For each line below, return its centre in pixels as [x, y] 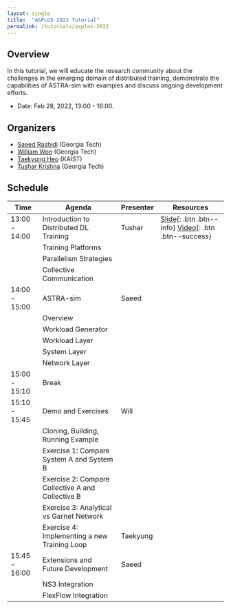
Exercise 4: [60, 527]
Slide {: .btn [178, 219]
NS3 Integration [68, 584]
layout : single [29, 13]
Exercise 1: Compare [76, 451]
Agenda [78, 207]
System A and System [78, 459]
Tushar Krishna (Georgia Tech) [60, 166]
